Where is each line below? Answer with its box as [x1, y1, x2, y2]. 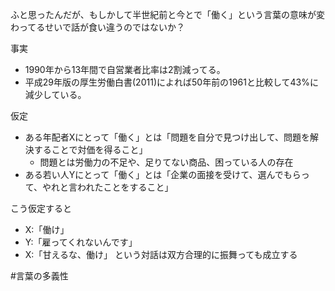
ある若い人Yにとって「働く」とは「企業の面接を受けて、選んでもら [24, 169, 302, 180]
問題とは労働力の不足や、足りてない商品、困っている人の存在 [39, 156, 294, 168]
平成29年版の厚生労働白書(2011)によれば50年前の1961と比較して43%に [24, 76, 319, 88]
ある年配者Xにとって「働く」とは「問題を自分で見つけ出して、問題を [24, 131, 311, 143]
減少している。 [24, 89, 87, 100]
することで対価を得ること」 [33, 144, 148, 155]
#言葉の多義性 [10, 270, 69, 282]
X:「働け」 [24, 224, 70, 235]
